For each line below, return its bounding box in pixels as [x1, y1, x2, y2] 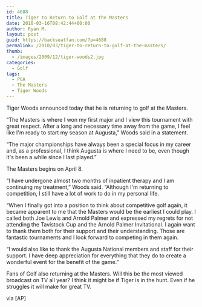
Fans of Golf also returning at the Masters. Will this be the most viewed [6, 270, 183, 277]
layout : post [6, 31, 39, 38]
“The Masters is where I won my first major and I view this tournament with [6, 116, 193, 123]
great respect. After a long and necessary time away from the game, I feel [6, 122, 191, 130]
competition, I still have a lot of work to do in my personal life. [6, 190, 159, 197]
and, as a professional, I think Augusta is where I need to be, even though [6, 147, 189, 154]
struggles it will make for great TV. [6, 283, 92, 290]
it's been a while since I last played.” [6, 153, 97, 160]
